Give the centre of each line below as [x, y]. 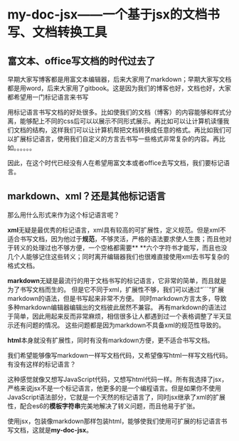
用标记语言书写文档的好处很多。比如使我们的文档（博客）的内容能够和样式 [116, 112]
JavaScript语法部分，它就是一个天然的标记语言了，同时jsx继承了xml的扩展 [116, 397]
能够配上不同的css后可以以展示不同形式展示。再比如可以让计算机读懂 [121, 121]
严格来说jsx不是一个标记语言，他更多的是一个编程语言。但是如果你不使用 [115, 388]
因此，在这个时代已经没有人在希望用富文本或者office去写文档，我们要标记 [116, 163]
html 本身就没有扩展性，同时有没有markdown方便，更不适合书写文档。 [111, 340]
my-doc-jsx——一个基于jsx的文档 [107, 15]
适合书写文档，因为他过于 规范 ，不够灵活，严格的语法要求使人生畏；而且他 [116, 238]
